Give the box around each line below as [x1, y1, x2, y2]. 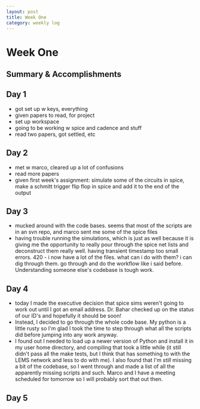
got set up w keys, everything [14, 105, 88, 112]
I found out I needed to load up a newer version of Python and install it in [14, 337, 194, 345]
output [14, 189, 32, 196]
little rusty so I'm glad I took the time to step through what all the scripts [14, 325, 192, 332]
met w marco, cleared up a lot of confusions [14, 163, 124, 171]
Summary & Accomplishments [6, 69, 122, 79]
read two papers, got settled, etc [14, 131, 96, 138]
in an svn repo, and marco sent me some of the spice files [14, 228, 158, 236]
